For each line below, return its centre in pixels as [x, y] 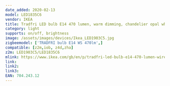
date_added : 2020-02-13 [30, 10]
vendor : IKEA [19, 19]
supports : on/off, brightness [37, 33]
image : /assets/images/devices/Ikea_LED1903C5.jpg [60, 38]
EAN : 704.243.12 [22, 76]
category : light [22, 29]
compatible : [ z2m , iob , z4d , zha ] [39, 48]
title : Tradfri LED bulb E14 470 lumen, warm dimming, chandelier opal [82, 24]
